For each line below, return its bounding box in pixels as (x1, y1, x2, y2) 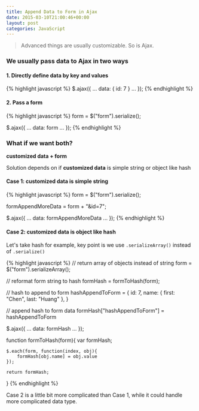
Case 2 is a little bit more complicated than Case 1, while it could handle (6, 391, 183, 399)
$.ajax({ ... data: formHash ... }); (6, 325, 84, 332)
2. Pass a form (6, 98, 43, 106)
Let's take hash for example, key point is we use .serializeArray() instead (6, 241, 191, 249)
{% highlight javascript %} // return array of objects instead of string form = (6, 259, 192, 267)
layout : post (6, 20, 39, 26)
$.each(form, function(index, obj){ (6, 349, 97, 355)
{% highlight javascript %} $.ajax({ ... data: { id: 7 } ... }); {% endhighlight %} (6, 85, 193, 92)
